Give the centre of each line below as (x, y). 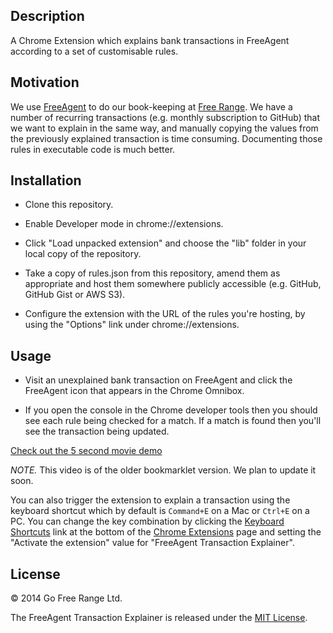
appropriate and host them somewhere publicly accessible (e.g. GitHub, (173, 284)
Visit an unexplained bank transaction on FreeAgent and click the (158, 380)
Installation (46, 180)
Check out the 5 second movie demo (86, 451)
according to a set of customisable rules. (94, 51)
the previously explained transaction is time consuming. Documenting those (166, 138)
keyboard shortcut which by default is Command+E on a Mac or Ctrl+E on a (160, 511)
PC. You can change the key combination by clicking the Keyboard (147, 521)
